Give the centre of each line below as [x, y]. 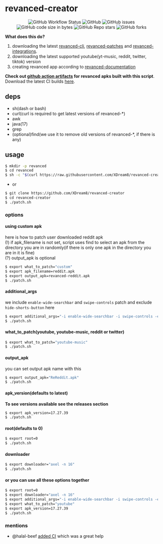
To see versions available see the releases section [57, 404]
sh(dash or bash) [29, 108]
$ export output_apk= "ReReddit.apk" [42, 377]
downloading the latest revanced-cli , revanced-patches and [72, 46]
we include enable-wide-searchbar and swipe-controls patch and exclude [78, 302]
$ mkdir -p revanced [26, 166]
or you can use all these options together [47, 480]
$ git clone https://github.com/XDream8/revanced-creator [65, 193]
